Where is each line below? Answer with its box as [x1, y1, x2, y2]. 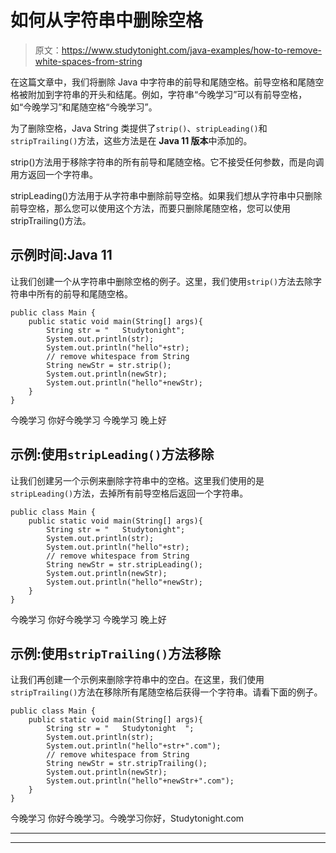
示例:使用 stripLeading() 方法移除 [10, 446, 215, 463]
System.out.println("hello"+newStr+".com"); [46, 776, 235, 786]
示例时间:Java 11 [10, 247, 113, 264]
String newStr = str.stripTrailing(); [46, 759, 208, 769]
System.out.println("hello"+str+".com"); [46, 741, 222, 751]
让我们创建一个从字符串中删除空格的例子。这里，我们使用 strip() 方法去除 [10, 275, 314, 287]
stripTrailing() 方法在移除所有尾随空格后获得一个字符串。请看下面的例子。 [10, 686, 323, 698]
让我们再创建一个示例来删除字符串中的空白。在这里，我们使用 [10, 674, 265, 686]
